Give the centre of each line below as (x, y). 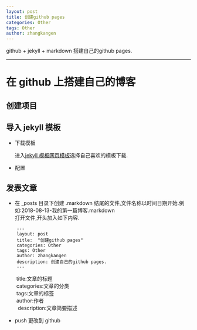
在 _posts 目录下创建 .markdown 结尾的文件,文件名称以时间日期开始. (97, 203)
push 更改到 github (37, 321)
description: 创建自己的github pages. (62, 262)
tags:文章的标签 (35, 294)
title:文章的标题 (35, 279)
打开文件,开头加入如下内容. (47, 218)
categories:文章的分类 (43, 286)
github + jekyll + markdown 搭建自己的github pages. (69, 51)
